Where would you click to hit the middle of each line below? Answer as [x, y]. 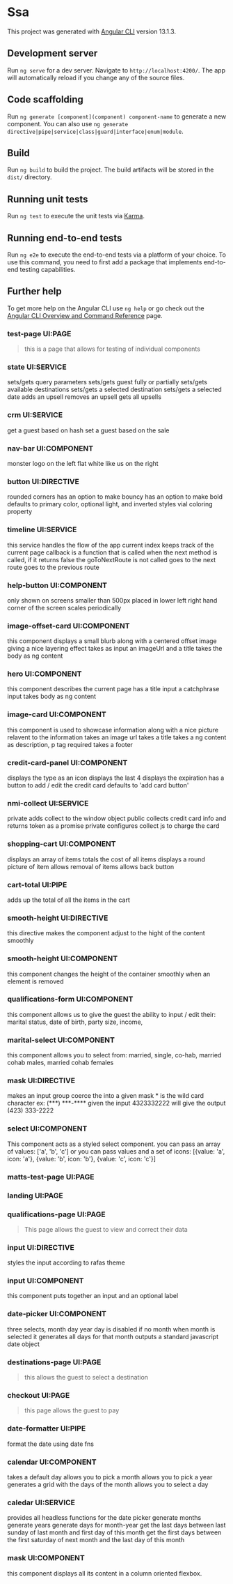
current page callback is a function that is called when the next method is [112, 552]
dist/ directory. [30, 177]
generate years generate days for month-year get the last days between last [116, 1525]
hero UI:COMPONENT [45, 674]
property [20, 512]
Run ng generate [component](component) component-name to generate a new [117, 116]
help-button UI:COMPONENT [57, 585]
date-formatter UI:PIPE [47, 1428]
